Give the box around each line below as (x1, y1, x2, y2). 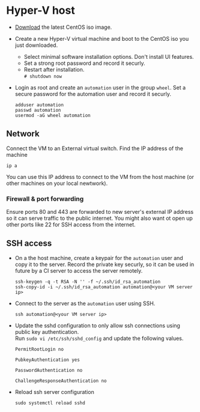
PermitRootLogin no (14, 346, 64, 352)
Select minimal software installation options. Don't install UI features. (23, 53, 194, 60)
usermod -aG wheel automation (14, 112, 91, 118)
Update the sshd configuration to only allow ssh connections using (14, 322, 180, 329)
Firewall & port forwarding (6, 195, 84, 203)
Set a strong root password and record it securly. (23, 59, 145, 67)
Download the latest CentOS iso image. (14, 23, 112, 31)
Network (6, 129, 40, 139)
